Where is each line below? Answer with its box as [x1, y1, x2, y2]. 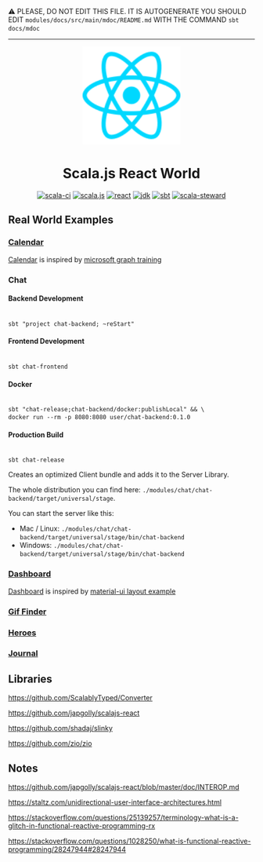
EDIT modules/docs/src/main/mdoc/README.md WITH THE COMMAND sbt [8, 15, 240, 24]
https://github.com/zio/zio [8, 739, 92, 748]
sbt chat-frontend [8, 363, 68, 371]
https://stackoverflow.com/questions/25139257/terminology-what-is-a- [8, 813, 239, 823]
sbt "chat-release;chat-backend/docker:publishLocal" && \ [8, 406, 205, 414]
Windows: [19, 541, 52, 550]
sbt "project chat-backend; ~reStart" [8, 320, 135, 328]
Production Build [8, 429, 64, 439]
